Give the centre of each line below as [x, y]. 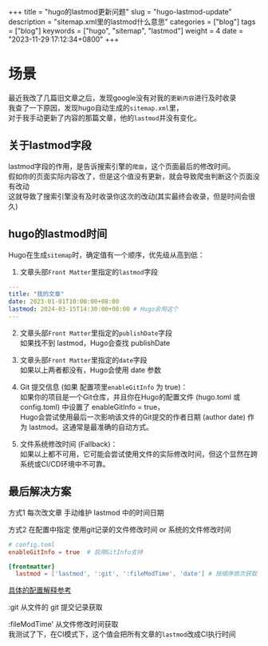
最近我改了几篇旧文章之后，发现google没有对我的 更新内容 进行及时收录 [122, 98]
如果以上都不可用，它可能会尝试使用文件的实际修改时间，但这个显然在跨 [138, 454]
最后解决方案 [40, 492]
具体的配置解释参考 [40, 590]
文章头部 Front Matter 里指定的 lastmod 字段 [89, 271]
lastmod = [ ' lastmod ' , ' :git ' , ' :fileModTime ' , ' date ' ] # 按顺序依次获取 [136, 574]
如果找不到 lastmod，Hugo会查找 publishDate [95, 343]
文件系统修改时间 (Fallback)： [69, 443]
